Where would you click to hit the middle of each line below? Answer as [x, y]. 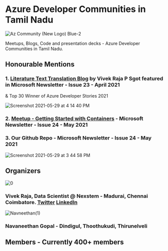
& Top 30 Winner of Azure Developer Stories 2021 [57, 95]
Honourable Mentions [40, 64]
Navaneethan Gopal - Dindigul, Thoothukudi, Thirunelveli [76, 226]
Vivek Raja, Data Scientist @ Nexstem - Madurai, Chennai [76, 196]
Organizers [23, 171]
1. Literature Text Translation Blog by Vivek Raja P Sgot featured [84, 78]
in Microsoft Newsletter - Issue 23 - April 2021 [63, 85]
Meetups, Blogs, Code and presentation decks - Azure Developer [73, 43]
